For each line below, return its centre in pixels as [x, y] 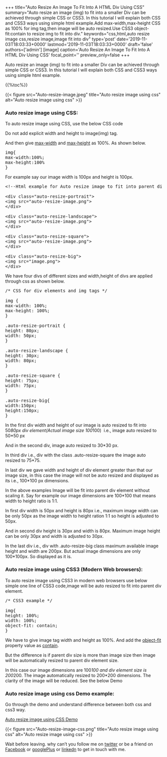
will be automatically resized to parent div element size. [62, 660]
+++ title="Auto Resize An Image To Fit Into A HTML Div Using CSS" [75, 7]
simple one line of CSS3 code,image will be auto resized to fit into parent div [83, 586]
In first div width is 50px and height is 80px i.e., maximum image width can [82, 511]
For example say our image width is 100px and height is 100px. [69, 177]
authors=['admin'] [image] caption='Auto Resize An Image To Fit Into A [78, 50]
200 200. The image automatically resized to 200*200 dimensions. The [78, 675]
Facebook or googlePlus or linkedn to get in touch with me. [66, 749]
